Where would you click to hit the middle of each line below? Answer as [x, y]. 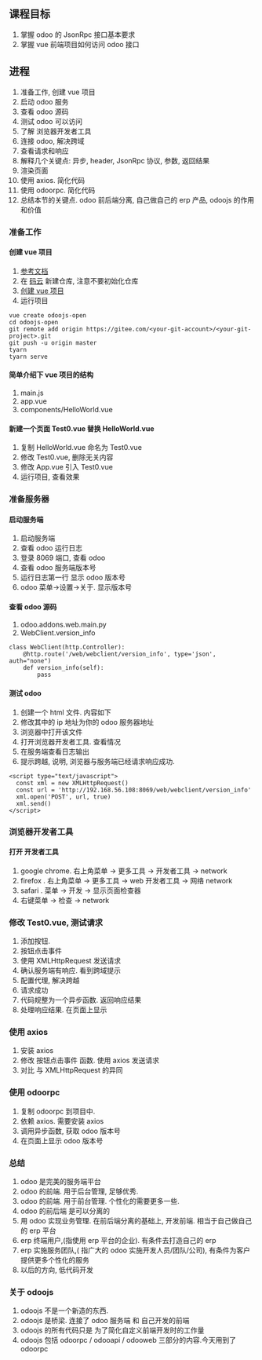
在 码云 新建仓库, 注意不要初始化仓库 [79, 280]
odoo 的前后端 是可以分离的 [65, 1211]
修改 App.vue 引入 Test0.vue [66, 467]
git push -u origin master [53, 343]
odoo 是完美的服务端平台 [60, 1181]
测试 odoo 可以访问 [51, 121]
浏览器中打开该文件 [51, 732]
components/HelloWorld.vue [66, 409]
